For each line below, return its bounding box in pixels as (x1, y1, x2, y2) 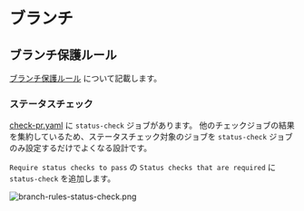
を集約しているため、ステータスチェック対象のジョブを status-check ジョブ (9, 131, 293, 142)
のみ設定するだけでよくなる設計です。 (9, 142, 152, 154)
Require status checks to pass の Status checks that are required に (9, 162, 277, 173)
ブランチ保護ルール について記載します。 (9, 73, 162, 83)
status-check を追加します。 (9, 173, 116, 184)
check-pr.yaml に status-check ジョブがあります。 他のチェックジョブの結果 (9, 120, 295, 131)
